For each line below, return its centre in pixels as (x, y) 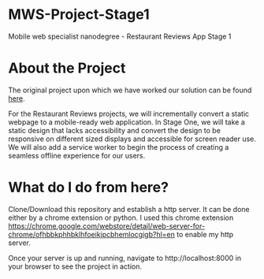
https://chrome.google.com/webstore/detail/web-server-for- (107, 225)
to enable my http (205, 234)
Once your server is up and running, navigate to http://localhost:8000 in (125, 258)
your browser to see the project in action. (75, 266)
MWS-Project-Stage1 (79, 15)
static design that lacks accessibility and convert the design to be (114, 130)
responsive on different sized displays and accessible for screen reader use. (132, 139)
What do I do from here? (89, 188)
